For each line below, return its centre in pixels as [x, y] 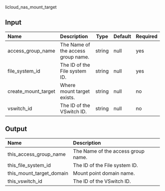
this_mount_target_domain [38, 173]
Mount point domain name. [104, 173]
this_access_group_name [37, 154]
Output [16, 129]
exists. [68, 97]
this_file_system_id [29, 165]
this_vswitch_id [25, 181]
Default [123, 36]
